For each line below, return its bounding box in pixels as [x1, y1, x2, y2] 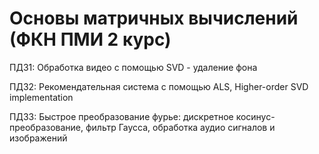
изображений [9, 132, 68, 144]
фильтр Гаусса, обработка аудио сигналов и [85, 121, 276, 133]
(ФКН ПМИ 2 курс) [9, 28, 172, 51]
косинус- [235, 110, 276, 122]
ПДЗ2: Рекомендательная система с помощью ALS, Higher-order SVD [9, 80, 309, 92]
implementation [9, 91, 74, 103]
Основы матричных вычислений [9, 7, 299, 30]
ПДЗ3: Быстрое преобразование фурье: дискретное [9, 110, 234, 122]
